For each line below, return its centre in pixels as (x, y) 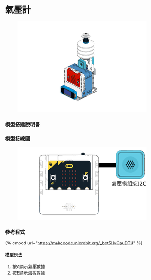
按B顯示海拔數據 (28, 273)
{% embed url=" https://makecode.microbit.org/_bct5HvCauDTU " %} (74, 243)
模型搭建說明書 (23, 124)
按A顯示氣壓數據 (28, 266)
